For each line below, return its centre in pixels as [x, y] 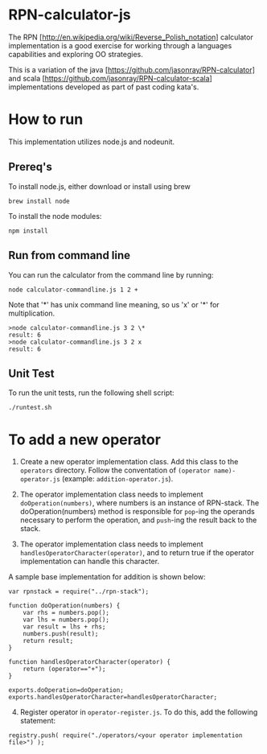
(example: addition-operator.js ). [117, 479]
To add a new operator [84, 439]
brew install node [39, 201]
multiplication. [32, 313]
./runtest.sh [30, 408]
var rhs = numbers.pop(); [66, 613]
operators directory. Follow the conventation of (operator [115, 470]
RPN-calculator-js [70, 15]
